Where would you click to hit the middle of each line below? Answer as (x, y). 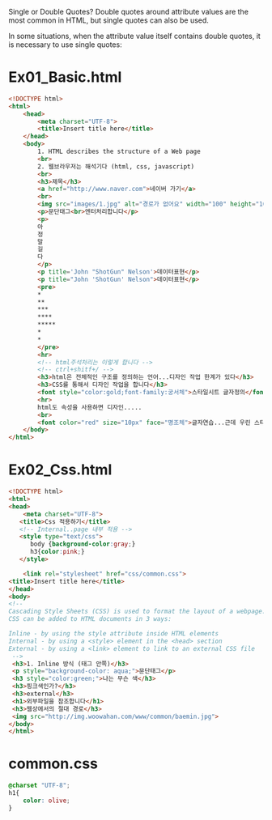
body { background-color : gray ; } (83, 544)
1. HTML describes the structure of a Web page (119, 152)
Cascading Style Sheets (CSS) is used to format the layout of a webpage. (137, 612)
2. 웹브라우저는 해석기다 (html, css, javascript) (116, 166)
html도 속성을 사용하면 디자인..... (90, 407)
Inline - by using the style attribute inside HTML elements (114, 634)
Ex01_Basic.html (65, 77)
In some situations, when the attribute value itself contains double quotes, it (134, 36)
